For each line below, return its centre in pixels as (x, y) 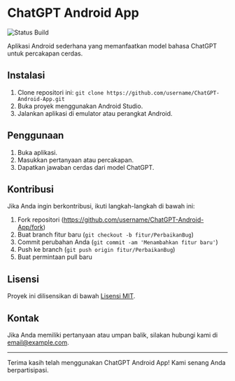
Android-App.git (41, 99)
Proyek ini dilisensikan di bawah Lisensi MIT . (71, 296)
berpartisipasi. (28, 370)
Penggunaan (36, 136)
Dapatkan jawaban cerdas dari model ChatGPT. (86, 167)
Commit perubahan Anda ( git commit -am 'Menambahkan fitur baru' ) (117, 242)
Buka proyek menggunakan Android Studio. (80, 106)
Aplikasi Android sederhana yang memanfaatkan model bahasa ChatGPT (112, 46)
